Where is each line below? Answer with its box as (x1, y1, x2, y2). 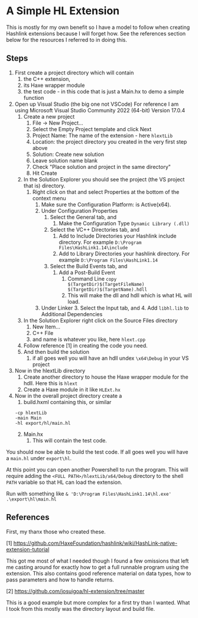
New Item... (32, 323, 61, 330)
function (23, 94, 44, 101)
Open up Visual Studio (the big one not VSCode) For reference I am (14, 100, 179, 108)
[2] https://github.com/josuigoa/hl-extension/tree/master (6, 587, 145, 594)
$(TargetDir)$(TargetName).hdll (67, 287, 148, 292)
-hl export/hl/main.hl (14, 420, 71, 426)
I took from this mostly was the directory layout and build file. (6, 605, 155, 612)
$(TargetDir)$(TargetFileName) (67, 281, 145, 287)
